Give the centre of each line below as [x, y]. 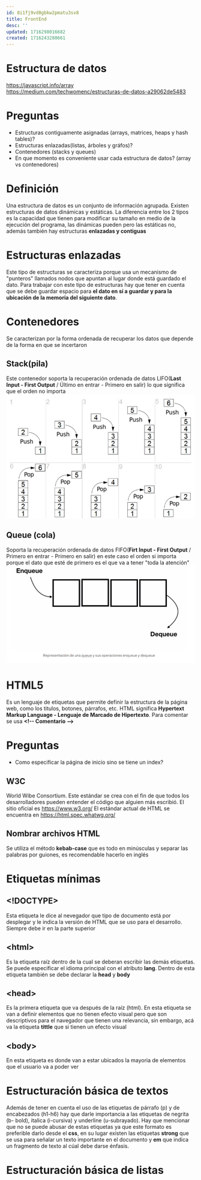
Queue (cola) [31, 535]
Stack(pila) [27, 364]
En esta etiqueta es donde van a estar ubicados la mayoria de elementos [96, 1060]
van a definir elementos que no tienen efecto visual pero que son [86, 1014]
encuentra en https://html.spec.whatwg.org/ [61, 814]
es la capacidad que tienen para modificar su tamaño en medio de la [91, 218]
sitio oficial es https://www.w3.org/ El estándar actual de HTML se [88, 808]
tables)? [25, 139]
